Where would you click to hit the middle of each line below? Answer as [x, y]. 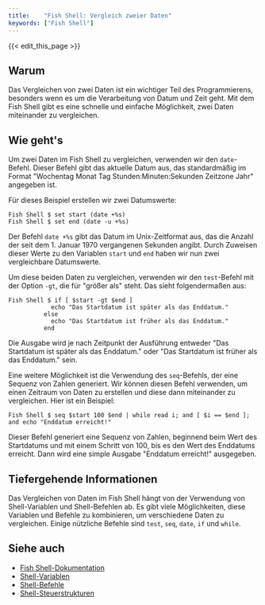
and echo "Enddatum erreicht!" [60, 423]
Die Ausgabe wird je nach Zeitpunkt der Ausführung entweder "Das [119, 343]
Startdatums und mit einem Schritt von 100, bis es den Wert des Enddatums [132, 446]
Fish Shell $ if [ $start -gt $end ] [71, 301]
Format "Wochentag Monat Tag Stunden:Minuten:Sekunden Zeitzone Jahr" [131, 177]
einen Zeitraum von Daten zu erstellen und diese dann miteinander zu [122, 392]
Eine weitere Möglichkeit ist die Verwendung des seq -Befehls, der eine [123, 376]
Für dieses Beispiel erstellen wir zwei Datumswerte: [92, 201]
